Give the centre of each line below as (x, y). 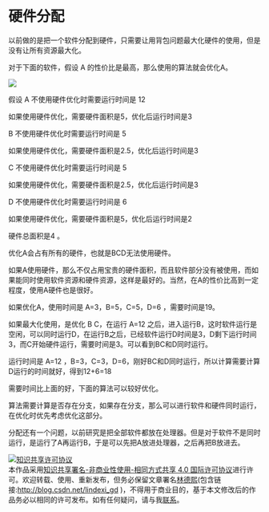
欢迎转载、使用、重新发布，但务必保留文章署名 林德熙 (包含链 (122, 479)
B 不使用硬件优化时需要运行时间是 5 (67, 133)
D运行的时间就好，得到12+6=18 (60, 371)
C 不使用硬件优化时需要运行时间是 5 (68, 167)
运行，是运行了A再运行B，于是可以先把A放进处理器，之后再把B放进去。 (126, 442)
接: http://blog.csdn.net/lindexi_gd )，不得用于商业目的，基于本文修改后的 (129, 490)
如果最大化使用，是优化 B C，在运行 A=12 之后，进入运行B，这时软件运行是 (133, 324)
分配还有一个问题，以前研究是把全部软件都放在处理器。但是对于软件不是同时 (134, 432)
